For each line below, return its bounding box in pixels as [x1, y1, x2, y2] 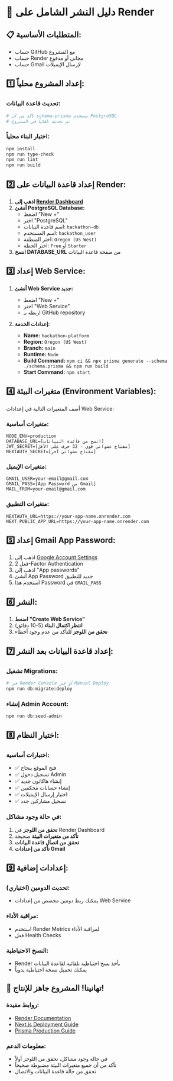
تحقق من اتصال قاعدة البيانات [14, 838, 80, 846]
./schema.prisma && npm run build [23, 363, 109, 369]
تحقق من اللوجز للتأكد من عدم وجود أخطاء [14, 628, 108, 635]
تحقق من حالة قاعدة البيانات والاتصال [14, 1068, 96, 1075]
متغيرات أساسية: [6, 420, 49, 428]
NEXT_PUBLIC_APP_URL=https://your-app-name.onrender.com [6, 518, 149, 524]
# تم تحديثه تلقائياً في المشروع [6, 118, 70, 124]
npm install [6, 146, 35, 151]
